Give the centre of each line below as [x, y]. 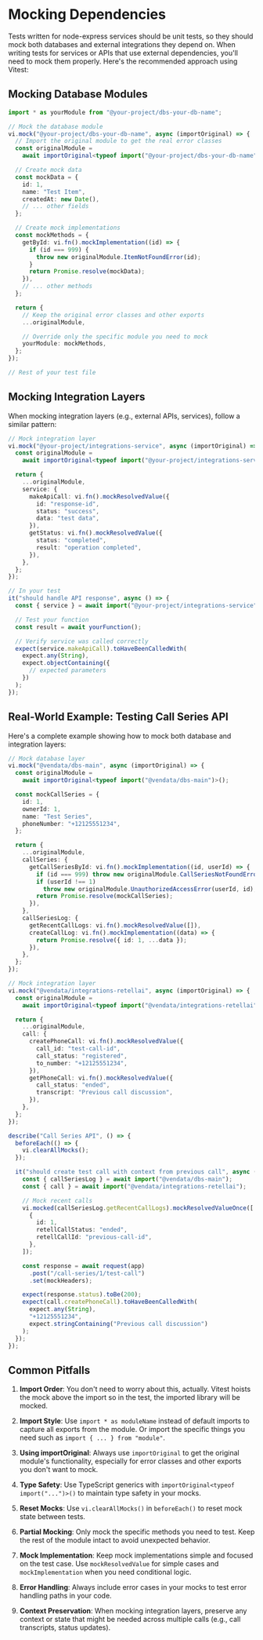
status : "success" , [68, 511]
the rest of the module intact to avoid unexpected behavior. [115, 1540]
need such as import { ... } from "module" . [92, 1437]
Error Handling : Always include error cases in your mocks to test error [133, 1587]
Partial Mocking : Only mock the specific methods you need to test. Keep [137, 1532]
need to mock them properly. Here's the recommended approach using [123, 61]
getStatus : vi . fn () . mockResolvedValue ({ [95, 533]
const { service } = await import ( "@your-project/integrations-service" [136, 606]
